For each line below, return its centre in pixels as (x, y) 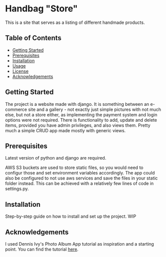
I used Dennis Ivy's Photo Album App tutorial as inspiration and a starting (80, 244)
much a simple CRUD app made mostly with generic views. (65, 130)
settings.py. (17, 189)
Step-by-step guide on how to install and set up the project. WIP (71, 216)
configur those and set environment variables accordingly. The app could (80, 173)
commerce (16, 109)
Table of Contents (33, 38)
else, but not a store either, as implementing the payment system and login (81, 114)
